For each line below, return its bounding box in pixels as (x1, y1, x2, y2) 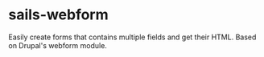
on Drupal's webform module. (8, 40, 107, 50)
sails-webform (8, 6, 109, 24)
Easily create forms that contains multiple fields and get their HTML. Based (8, 32, 257, 42)
